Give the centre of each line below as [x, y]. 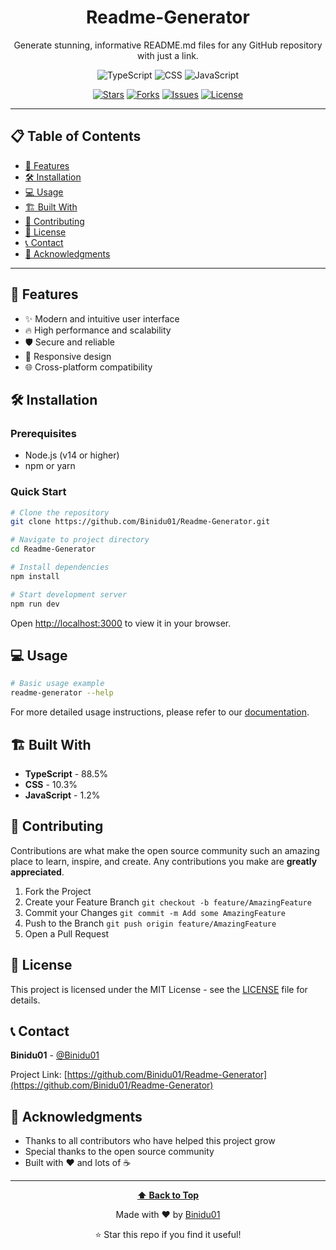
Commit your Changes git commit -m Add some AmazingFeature [155, 912]
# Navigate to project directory [80, 540]
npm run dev [35, 604]
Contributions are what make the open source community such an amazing [165, 850]
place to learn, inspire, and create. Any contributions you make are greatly [164, 861]
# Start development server [69, 594]
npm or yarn [50, 466]
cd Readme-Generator [53, 549]
